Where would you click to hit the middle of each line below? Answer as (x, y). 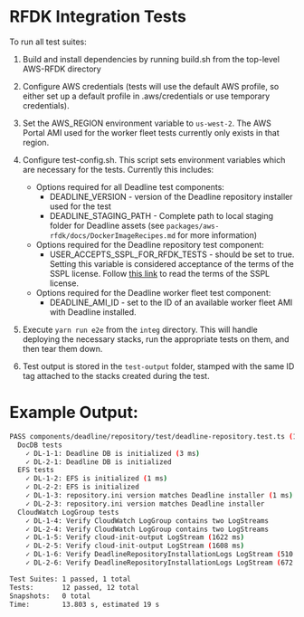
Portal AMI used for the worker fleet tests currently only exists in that (151, 132)
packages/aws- (193, 226)
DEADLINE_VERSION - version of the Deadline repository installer (171, 196)
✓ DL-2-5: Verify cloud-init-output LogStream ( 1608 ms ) (135, 546)
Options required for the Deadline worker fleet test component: (153, 292)
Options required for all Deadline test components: (130, 186)
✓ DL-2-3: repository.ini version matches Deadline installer (145, 504)
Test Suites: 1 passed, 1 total (70, 579)
